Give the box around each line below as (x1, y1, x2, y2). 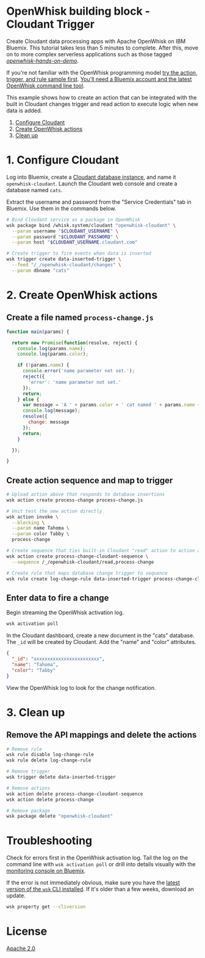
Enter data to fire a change (6, 593, 109, 603)
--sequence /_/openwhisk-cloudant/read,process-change (12, 559, 154, 565)
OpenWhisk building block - (6, 4, 151, 18)
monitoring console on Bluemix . (6, 867, 86, 875)
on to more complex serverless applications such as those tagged (6, 50, 172, 58)
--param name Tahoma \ (12, 525, 70, 531)
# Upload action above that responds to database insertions (6, 492, 165, 498)
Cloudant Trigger (6, 17, 95, 31)
